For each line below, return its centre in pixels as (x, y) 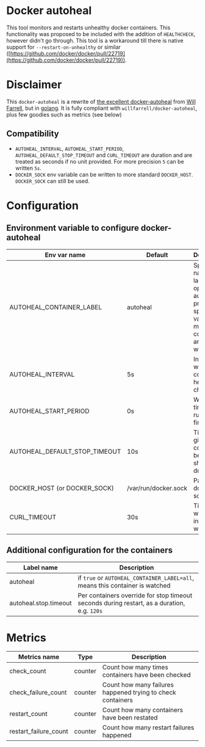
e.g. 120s (90, 610)
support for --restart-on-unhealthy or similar (63, 47)
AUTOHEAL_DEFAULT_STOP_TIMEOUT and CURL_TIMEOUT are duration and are (104, 155)
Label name (41, 567)
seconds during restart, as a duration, (131, 603)
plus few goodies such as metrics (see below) (64, 114)
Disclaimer (34, 85)
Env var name (65, 255)
